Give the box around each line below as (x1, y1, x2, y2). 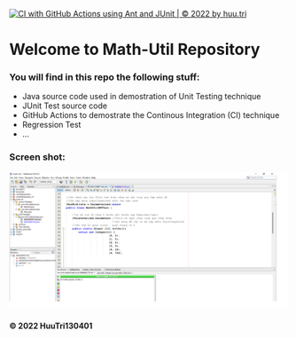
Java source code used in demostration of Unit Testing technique (21, 91, 261, 102)
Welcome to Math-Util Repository (9, 40, 261, 59)
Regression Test (21, 120, 82, 130)
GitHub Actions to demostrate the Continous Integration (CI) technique (21, 110, 280, 121)
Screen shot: (9, 151, 66, 163)
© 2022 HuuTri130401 (9, 320, 93, 331)
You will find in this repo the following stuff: (9, 71, 200, 83)
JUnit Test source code (21, 100, 108, 111)
